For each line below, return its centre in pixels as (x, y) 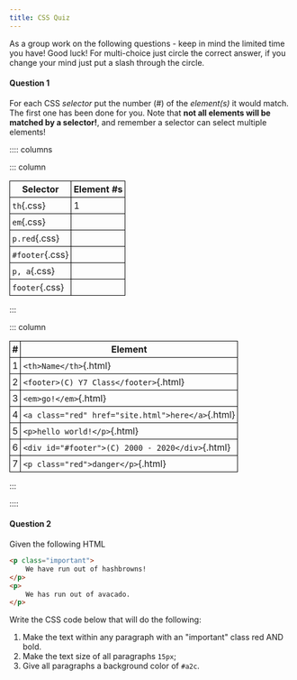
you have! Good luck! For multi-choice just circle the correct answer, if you (148, 53)
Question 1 (30, 83)
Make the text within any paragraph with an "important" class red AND (153, 638)
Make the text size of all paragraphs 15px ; (99, 657)
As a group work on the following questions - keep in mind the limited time (147, 43)
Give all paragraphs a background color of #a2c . (111, 666)
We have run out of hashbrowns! (86, 569)
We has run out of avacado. (78, 594)
